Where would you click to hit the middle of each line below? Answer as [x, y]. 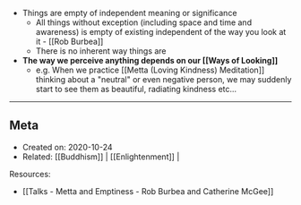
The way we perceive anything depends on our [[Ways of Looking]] [150, 60]
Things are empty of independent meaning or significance [129, 13]
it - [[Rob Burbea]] [69, 41]
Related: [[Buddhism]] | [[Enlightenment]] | [101, 157]
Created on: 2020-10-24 [68, 147]
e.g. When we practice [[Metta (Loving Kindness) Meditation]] [150, 70]
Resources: [30, 174]
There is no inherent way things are [101, 51]
